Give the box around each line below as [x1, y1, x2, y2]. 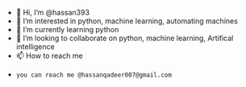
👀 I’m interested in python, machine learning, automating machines [15, 16, 238, 26]
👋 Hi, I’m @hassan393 [15, 8, 90, 17]
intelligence [15, 42, 55, 52]
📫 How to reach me [15, 51, 83, 60]
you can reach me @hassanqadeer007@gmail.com [15, 71, 172, 79]
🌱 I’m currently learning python [15, 25, 119, 34]
